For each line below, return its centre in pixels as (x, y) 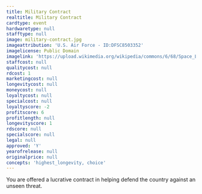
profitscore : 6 (25, 112)
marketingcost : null (32, 79)
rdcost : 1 (19, 73)
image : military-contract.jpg (44, 40)
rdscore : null (24, 129)
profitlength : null (31, 118)
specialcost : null (29, 101)
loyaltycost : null (29, 95)
